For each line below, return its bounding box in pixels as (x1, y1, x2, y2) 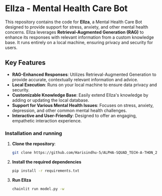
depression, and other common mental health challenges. (12, 107, 127, 113)
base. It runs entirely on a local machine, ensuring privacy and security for (5, 39, 153, 45)
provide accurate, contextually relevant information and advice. (12, 76, 139, 82)
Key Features (5, 59, 46, 67)
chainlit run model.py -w (12, 186, 64, 191)
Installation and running (5, 130, 62, 136)
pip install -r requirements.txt (12, 168, 80, 173)
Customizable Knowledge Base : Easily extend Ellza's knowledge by (12, 92, 148, 98)
